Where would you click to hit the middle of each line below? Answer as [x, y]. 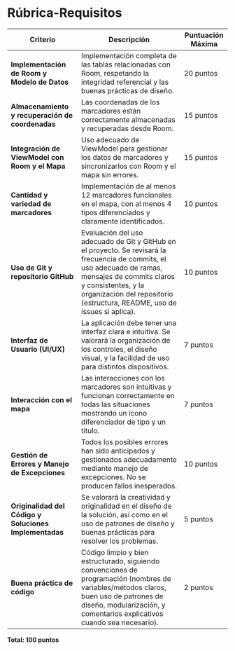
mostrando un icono [114, 413]
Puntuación [204, 35]
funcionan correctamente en [128, 395]
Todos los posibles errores [125, 441]
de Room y [29, 73]
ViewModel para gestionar [124, 149]
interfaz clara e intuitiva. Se [126, 331]
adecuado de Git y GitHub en [129, 241]
